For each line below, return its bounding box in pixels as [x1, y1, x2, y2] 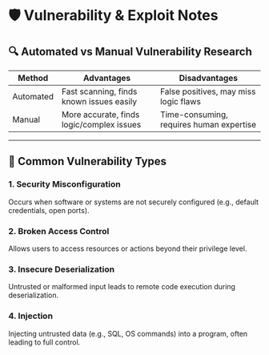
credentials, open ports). [8, 205, 90, 215]
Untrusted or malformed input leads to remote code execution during [8, 282, 236, 292]
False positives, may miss [159, 86, 256, 97]
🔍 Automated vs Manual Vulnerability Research [8, 45, 252, 58]
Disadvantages [179, 73, 239, 83]
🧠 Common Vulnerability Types [8, 155, 167, 168]
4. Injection [8, 310, 54, 321]
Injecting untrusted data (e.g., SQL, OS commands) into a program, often [8, 329, 248, 338]
